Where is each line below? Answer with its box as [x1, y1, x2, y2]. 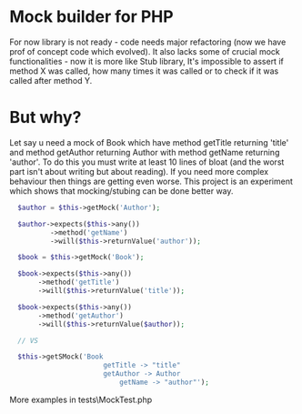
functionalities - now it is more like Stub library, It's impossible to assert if [9, 56, 284, 66]
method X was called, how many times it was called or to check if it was [9, 66, 279, 76]
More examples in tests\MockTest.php [9, 394, 153, 405]
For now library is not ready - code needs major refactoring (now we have [9, 36, 287, 47]
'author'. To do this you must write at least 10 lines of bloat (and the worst [9, 157, 285, 167]
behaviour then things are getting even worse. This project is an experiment [9, 176, 294, 187]
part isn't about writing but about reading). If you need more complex [9, 166, 269, 177]
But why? [9, 107, 82, 128]
